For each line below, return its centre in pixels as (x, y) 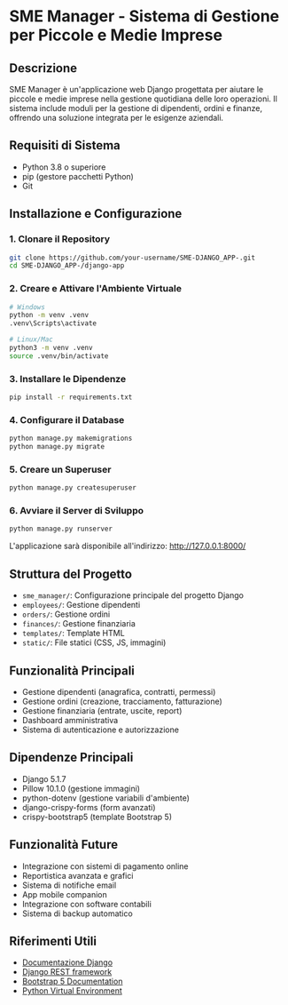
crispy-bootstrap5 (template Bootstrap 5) (97, 817)
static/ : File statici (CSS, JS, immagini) (94, 642)
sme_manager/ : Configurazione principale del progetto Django (132, 595)
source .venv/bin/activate (59, 356)
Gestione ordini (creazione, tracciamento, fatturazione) (122, 701)
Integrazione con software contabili (87, 904)
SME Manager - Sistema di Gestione (144, 16)
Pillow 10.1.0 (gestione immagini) (81, 788)
